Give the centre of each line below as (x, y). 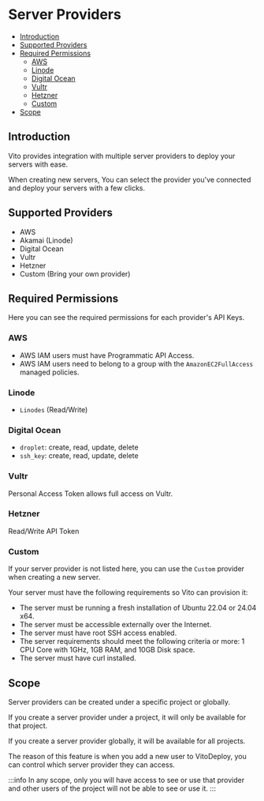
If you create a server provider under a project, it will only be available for (127, 717)
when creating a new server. (54, 577)
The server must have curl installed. (78, 658)
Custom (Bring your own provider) (75, 273)
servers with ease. (38, 164)
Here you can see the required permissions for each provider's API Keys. (126, 318)
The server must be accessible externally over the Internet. (115, 625)
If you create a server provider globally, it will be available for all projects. (127, 741)
